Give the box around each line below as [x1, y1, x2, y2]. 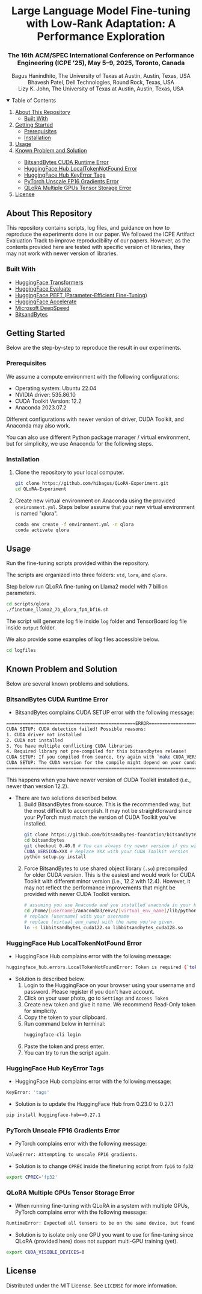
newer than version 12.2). [6, 782, 69, 790]
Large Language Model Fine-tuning [11, 4, 191, 18]
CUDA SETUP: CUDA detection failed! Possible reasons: [6, 726, 147, 732]
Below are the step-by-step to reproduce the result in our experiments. [6, 344, 182, 352]
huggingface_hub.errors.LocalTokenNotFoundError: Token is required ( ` [6, 964, 189, 970]
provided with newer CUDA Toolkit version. [23, 891, 131, 898]
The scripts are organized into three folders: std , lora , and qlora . [6, 571, 167, 579]
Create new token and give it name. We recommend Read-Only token [23, 1000, 196, 1008]
